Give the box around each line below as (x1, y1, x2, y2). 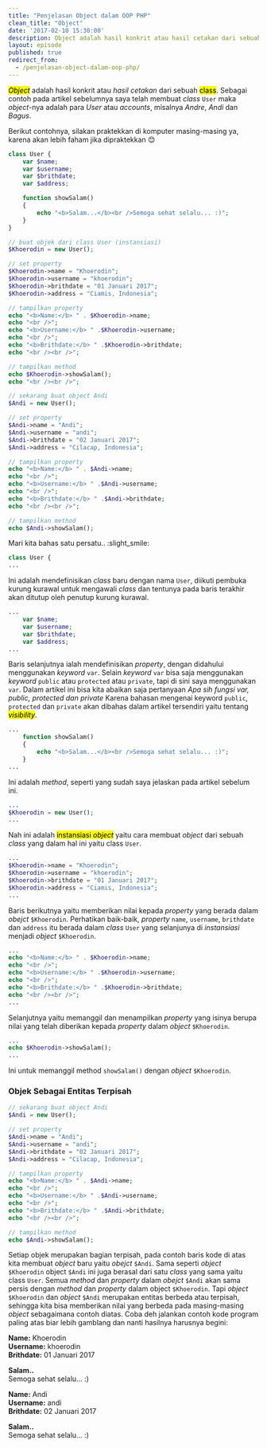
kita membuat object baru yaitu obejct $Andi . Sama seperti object (8, 1258, 222, 1268)
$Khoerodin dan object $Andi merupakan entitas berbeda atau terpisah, (8, 1293, 240, 1302)
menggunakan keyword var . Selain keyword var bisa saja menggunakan (8, 668, 244, 677)
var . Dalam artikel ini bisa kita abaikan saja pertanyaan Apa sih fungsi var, (8, 685, 250, 694)
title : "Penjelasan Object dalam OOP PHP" (8, 11, 151, 20)
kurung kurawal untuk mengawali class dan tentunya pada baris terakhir (8, 584, 245, 594)
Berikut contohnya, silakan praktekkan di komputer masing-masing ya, (8, 126, 239, 135)
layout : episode (8, 41, 62, 49)
